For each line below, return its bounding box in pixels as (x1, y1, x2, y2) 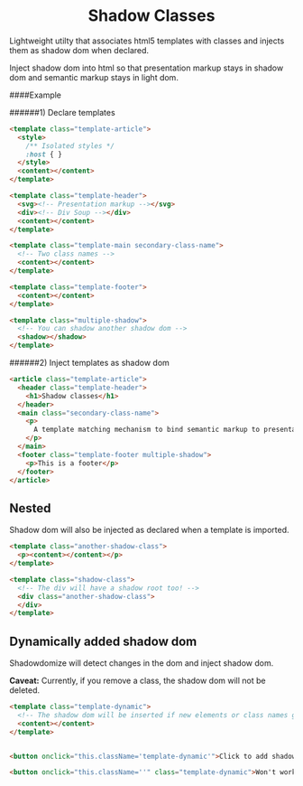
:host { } (25, 150, 63, 159)
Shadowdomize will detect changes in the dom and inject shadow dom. (9, 658, 274, 669)
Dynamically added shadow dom (9, 633, 197, 649)
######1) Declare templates (9, 107, 115, 117)
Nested (9, 501, 51, 516)
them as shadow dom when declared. (9, 44, 150, 55)
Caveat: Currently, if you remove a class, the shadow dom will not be (9, 675, 266, 687)
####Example (9, 89, 61, 100)
